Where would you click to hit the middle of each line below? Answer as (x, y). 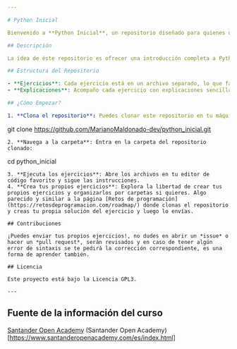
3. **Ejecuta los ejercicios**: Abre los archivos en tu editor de (109, 174)
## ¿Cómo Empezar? (34, 103)
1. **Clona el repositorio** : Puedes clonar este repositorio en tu (110, 116)
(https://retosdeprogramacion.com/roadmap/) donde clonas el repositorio (118, 205)
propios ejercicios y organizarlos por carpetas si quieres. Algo (107, 192)
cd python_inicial (32, 161)
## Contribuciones (34, 224)
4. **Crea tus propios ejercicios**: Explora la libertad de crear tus (115, 186)
